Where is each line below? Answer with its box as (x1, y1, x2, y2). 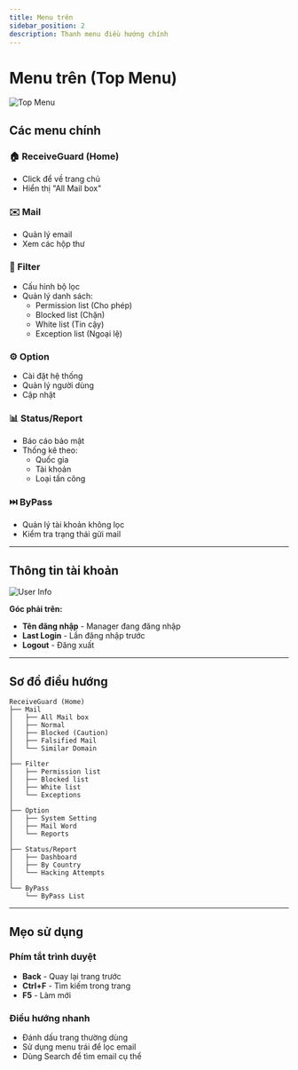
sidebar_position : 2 (9, 21, 86, 30)
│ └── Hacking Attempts (9, 868, 105, 877)
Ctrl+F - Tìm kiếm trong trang (21, 980, 131, 991)
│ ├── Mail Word (9, 822, 77, 831)
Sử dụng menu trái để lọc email (21, 1042, 137, 1052)
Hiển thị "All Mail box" (21, 183, 102, 194)
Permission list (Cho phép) (35, 299, 133, 311)
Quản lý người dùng (21, 379, 95, 391)
